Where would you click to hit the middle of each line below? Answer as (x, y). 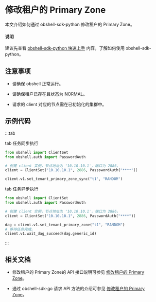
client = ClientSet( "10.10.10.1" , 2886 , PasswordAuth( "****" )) (70, 216)
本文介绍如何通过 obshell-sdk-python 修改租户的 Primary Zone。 (70, 24)
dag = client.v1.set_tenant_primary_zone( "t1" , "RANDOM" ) (65, 225)
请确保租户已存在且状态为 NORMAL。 (50, 94)
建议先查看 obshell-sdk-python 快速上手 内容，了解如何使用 (65, 48)
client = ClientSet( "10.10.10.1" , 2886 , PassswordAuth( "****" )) (71, 170)
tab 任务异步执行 (22, 189)
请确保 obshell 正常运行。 (38, 84)
